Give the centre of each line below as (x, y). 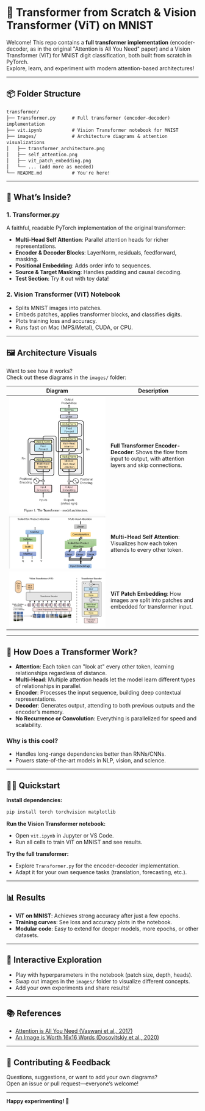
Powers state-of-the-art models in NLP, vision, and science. (90, 761)
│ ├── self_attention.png (42, 154)
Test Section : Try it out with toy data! (62, 279)
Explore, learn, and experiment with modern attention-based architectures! (100, 68)
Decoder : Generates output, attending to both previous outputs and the (105, 705)
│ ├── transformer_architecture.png (56, 148)
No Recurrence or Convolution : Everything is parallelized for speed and (106, 718)
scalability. (29, 725)
